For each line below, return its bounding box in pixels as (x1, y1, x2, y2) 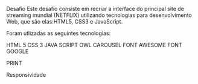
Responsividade (6, 71, 46, 78)
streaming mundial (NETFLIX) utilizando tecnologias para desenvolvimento (6, 11, 192, 19)
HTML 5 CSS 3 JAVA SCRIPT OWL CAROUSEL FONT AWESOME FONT (6, 42, 182, 48)
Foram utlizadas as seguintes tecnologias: (6, 30, 110, 37)
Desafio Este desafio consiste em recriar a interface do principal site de (6, 5, 184, 12)
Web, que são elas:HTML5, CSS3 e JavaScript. (6, 18, 123, 25)
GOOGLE (6, 48, 29, 55)
